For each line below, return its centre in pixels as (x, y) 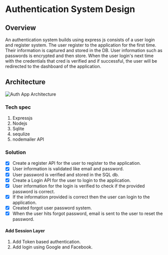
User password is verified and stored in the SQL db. (65, 174)
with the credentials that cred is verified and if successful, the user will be (81, 61)
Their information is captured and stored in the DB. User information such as (84, 50)
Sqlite (18, 129)
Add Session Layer (25, 230)
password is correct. (33, 191)
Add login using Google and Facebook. (52, 247)
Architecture (25, 82)
